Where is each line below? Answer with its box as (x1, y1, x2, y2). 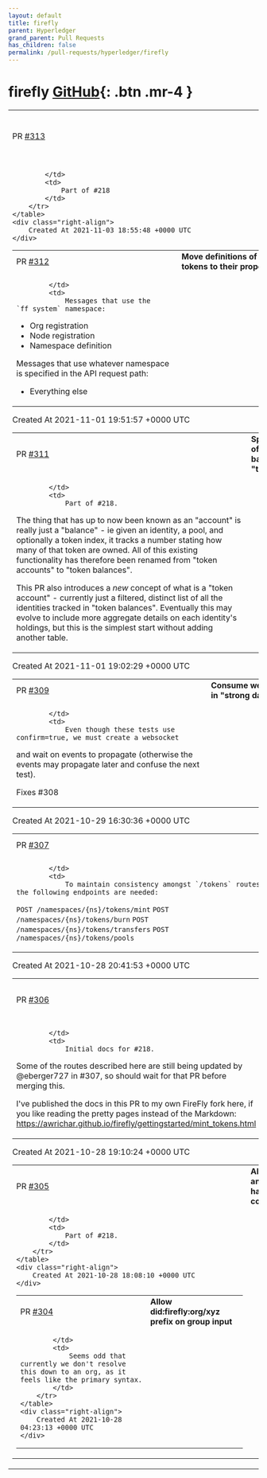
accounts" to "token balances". (16, 564, 133, 575)
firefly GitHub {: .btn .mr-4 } (8, 83, 193, 101)
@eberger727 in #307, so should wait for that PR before (16, 1070, 227, 1081)
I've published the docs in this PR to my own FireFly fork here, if (16, 1098, 253, 1109)
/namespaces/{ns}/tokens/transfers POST (16, 925, 169, 934)
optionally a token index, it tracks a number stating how (16, 534, 222, 545)
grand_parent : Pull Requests (8, 33, 105, 42)
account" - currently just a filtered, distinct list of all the (16, 592, 223, 603)
